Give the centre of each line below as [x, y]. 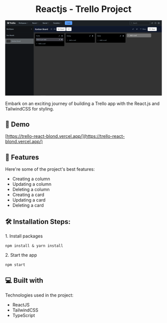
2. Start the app [21, 255]
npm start [15, 265]
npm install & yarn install [34, 246]
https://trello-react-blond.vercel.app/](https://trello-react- [66, 136]
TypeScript [24, 315]
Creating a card [28, 195]
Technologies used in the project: [39, 295]
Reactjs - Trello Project [83, 9]
